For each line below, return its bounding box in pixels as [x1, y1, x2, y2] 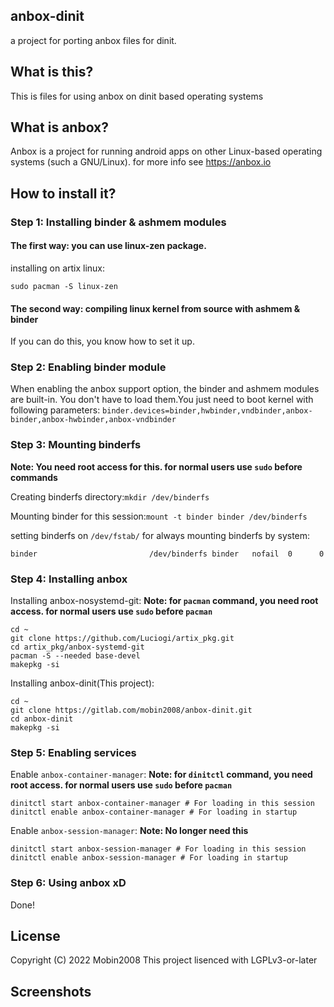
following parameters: [10, 404, 101, 416]
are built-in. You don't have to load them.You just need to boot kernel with [10, 394, 314, 406]
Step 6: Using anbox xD [10, 876, 127, 890]
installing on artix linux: [10, 262, 106, 274]
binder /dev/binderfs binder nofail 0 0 [10, 549, 325, 559]
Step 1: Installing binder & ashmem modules [10, 215, 227, 229]
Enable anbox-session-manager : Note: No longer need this [10, 825, 249, 837]
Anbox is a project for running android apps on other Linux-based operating [10, 145, 323, 158]
